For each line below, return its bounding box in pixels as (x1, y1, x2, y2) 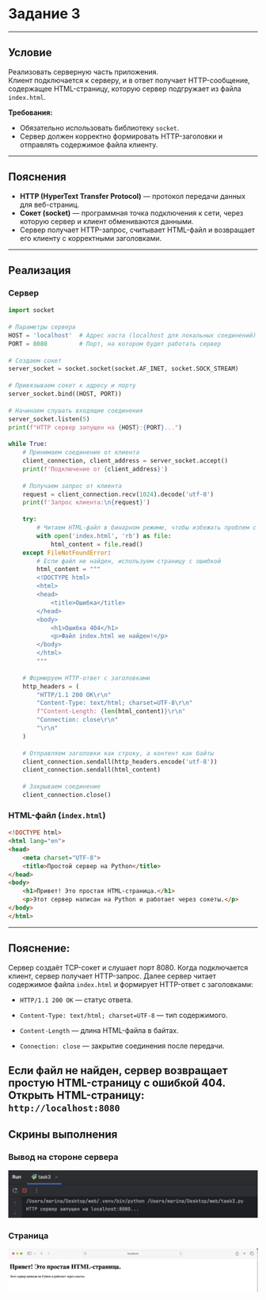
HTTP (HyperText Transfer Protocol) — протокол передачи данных (19, 191, 246, 200)
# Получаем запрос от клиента (22, 482, 123, 490)
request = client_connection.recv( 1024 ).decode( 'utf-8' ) (22, 490, 215, 498)
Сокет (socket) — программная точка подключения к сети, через (19, 208, 244, 218)
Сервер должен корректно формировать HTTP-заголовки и (19, 132, 223, 141)
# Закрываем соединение (22, 783, 101, 791)
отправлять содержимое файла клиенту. (19, 139, 158, 149)
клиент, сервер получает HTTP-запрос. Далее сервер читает (8, 971, 216, 981)
